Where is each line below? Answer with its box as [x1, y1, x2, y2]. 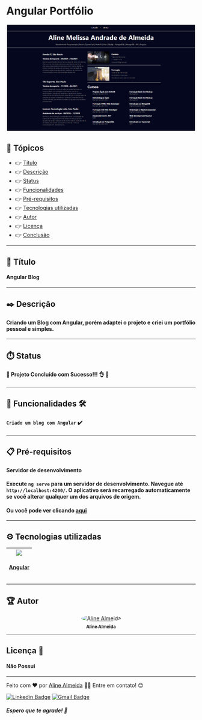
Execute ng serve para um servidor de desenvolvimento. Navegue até [6, 480, 183, 488]
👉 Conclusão [14, 232, 50, 239]
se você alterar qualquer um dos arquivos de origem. [6, 493, 141, 500]
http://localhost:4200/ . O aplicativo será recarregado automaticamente [6, 487, 191, 494]
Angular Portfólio [6, 4, 94, 18]
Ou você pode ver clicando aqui [6, 506, 87, 514]
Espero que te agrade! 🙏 [6, 707, 68, 714]
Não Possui [6, 662, 35, 669]
